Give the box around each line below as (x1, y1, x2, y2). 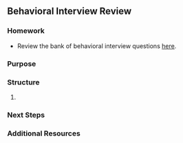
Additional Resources (7, 129, 80, 138)
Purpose (7, 58, 36, 68)
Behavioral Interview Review (7, 5, 132, 17)
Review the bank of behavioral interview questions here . (17, 41, 177, 50)
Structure (7, 77, 40, 87)
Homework (7, 26, 45, 36)
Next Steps (7, 110, 45, 120)
